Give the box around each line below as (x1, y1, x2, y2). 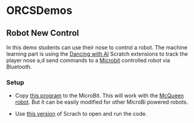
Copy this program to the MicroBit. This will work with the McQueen (15, 92, 184, 99)
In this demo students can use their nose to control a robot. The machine (6, 44, 187, 51)
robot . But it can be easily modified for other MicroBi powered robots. (15, 98, 189, 106)
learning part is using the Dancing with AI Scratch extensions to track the (6, 50, 189, 58)
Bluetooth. (6, 63, 32, 70)
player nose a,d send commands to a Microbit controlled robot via (6, 57, 170, 64)
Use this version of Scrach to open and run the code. (15, 110, 147, 118)
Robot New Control (6, 28, 80, 38)
